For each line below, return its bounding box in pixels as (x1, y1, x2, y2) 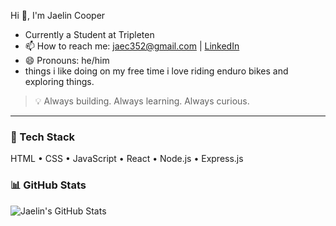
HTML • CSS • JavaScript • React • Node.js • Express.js (10, 153, 244, 165)
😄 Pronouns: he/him (24, 55, 110, 66)
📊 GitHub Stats (10, 178, 87, 192)
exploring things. (24, 76, 95, 87)
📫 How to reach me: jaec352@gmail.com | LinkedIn (24, 40, 240, 52)
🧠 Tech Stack (10, 130, 76, 144)
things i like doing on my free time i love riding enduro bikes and (24, 65, 289, 77)
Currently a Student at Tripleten (24, 29, 155, 40)
